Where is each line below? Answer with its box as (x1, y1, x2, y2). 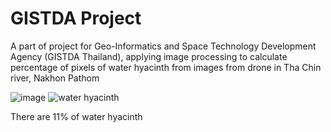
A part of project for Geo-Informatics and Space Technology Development (10, 40, 317, 52)
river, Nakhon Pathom (10, 72, 100, 84)
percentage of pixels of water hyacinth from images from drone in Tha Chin (10, 61, 322, 73)
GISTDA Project (10, 7, 142, 30)
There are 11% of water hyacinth (10, 110, 143, 122)
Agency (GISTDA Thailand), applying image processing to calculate (10, 50, 288, 62)
